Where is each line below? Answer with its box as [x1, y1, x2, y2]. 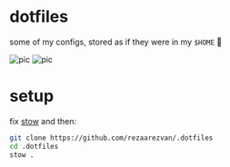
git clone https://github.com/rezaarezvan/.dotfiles [9, 133, 214, 142]
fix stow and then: [9, 115, 77, 126]
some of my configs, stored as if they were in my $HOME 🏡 [9, 36, 223, 47]
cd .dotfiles [9, 142, 59, 151]
